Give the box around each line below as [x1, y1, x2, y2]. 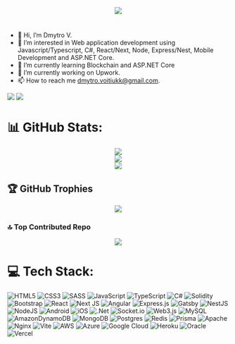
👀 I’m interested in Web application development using [17, 39, 176, 47]
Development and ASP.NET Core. [17, 54, 115, 62]
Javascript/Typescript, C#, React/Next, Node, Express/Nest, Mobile [17, 46, 214, 54]
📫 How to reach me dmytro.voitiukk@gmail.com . [17, 76, 160, 85]
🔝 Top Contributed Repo [7, 222, 91, 232]
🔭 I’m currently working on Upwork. [17, 68, 121, 77]
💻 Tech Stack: [7, 264, 94, 280]
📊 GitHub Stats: [7, 120, 103, 135]
